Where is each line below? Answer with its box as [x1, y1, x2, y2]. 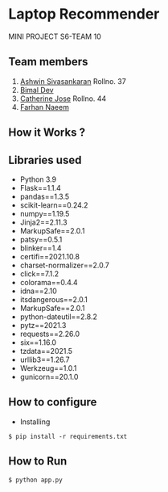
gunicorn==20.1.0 [19, 372, 79, 381]
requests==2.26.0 [19, 329, 80, 339]
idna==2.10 [19, 286, 58, 296]
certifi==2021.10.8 [19, 251, 80, 261]
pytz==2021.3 [19, 320, 67, 330]
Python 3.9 [19, 175, 57, 184]
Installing [19, 417, 51, 427]
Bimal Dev [19, 85, 54, 95]
